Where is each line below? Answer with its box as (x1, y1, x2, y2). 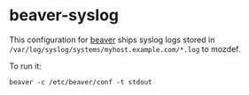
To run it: (9, 61, 43, 71)
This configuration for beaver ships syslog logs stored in (9, 34, 215, 45)
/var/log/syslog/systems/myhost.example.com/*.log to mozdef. (9, 43, 241, 54)
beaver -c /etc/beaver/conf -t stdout (9, 77, 152, 86)
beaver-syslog (9, 5, 120, 26)
